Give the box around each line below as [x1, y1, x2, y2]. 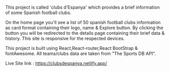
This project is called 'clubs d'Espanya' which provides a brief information [5, 5, 160, 10]
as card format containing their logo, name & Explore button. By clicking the [5, 25, 163, 31]
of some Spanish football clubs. [5, 10, 72, 16]
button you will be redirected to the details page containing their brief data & [5, 30, 165, 36]
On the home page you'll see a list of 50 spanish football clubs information [5, 20, 161, 25]
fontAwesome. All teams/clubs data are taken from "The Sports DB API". [5, 50, 156, 56]
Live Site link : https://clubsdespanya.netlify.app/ [5, 60, 108, 66]
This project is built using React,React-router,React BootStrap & [5, 45, 138, 51]
